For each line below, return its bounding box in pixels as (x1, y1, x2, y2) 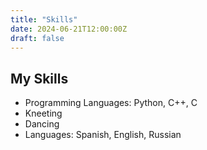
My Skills (10, 70, 69, 87)
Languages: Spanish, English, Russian (24, 129, 182, 141)
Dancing (24, 118, 60, 130)
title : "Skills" (10, 14, 78, 25)
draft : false (10, 33, 65, 43)
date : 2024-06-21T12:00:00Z (10, 24, 128, 34)
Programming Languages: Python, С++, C (24, 97, 198, 109)
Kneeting (24, 107, 63, 120)
